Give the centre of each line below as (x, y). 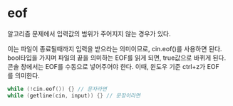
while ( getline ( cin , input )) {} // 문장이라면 (74, 95)
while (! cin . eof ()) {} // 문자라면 (57, 89)
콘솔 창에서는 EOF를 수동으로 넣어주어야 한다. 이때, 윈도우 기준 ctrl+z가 (107, 66)
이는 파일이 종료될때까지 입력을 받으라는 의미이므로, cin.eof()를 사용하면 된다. (115, 48)
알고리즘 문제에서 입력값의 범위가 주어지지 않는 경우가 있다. (89, 33)
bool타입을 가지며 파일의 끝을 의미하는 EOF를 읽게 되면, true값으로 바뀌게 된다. (117, 58)
